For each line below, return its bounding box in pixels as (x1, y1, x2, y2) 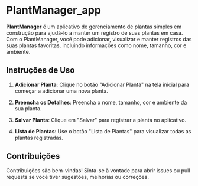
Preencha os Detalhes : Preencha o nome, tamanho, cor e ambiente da (14, 99, 187, 106)
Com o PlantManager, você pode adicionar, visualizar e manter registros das (6, 35, 192, 43)
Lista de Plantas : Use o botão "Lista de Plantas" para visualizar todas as (14, 128, 191, 135)
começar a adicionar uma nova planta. (14, 87, 108, 94)
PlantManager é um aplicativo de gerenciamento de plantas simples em (6, 23, 182, 30)
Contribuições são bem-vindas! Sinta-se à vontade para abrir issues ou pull (6, 167, 190, 174)
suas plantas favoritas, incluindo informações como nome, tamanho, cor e (6, 42, 187, 49)
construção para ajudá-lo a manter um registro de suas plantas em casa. (6, 29, 183, 36)
